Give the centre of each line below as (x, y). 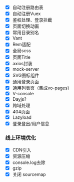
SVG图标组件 (26, 75)
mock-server (25, 69)
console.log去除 (29, 162)
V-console (23, 93)
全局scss (21, 51)
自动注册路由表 (28, 7)
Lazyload (22, 117)
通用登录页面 (25, 81)
